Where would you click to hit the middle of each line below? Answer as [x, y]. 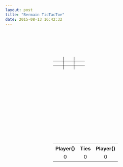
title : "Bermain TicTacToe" [35, 15]
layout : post [19, 10]
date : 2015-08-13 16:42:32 [34, 19]
